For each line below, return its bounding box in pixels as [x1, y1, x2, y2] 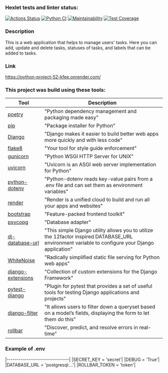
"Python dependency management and [44, 108, 137, 115]
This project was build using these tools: [5, 86, 106, 93]
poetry [7, 111, 23, 118]
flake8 [7, 145, 22, 152]
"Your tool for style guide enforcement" [44, 145, 137, 152]
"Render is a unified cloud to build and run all [44, 196, 150, 203]
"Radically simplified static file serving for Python [44, 254, 160, 261]
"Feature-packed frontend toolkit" [44, 211, 125, 218]
